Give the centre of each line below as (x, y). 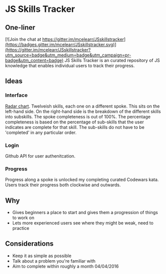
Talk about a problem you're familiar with (54, 261)
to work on (23, 218)
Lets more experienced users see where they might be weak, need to (83, 223)
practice (21, 228)
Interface (17, 95)
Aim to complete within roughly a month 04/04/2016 (65, 266)
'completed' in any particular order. (41, 132)
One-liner (20, 27)
